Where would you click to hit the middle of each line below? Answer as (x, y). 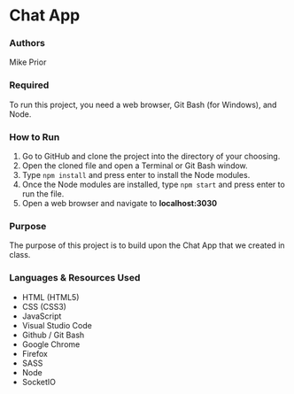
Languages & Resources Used (75, 278)
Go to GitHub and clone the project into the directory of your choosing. (151, 157)
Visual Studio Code (57, 325)
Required (29, 85)
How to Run (35, 136)
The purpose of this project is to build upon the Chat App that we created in (147, 245)
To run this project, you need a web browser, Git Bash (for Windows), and (143, 104)
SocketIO (39, 382)
